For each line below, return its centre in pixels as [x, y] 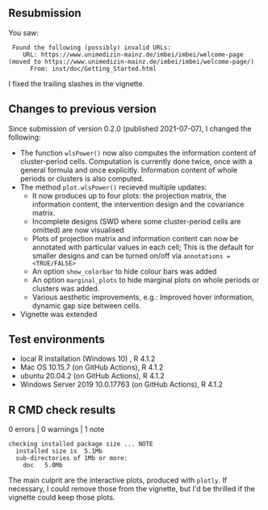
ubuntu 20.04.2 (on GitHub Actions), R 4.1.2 [92, 376]
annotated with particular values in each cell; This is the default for [143, 247]
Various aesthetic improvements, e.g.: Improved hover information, [143, 297]
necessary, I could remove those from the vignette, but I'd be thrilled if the [132, 489]
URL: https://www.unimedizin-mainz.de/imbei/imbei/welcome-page [133, 54]
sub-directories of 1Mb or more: [72, 458]
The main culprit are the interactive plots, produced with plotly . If [118, 480]
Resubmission [45, 13]
